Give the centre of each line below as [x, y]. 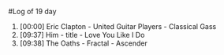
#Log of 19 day [32, 11]
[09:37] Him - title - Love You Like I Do [82, 35]
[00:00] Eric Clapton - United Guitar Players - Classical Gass [118, 26]
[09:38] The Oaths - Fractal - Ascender [84, 43]
